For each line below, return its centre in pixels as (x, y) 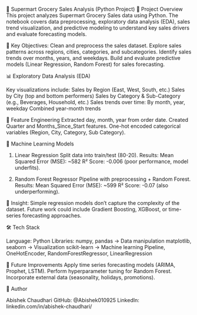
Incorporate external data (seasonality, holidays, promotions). (81, 277)
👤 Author (17, 289)
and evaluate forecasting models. (46, 34)
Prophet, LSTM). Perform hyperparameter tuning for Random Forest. (89, 271)
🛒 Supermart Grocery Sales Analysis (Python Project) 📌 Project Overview (95, 9)
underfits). (27, 168)
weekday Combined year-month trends (54, 108)
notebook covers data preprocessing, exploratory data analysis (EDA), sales (98, 21)
